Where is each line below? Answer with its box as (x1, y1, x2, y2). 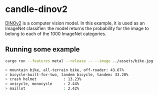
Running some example (5, 45, 80, 53)
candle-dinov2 (5, 3, 68, 15)
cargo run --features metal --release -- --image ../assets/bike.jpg (5, 58, 153, 63)
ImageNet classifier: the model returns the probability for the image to (5, 25, 149, 31)
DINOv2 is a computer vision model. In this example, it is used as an (5, 20, 145, 26)
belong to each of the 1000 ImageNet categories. (5, 30, 106, 36)
